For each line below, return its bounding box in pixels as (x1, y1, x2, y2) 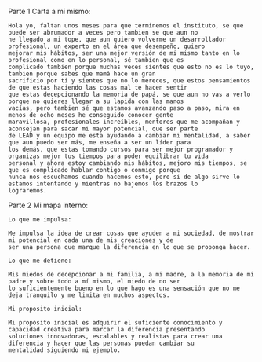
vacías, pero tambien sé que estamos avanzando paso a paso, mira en (8, 104, 241, 112)
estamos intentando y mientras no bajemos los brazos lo (8, 180, 198, 188)
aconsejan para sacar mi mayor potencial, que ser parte (8, 125, 198, 133)
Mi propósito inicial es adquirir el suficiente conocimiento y (8, 319, 223, 327)
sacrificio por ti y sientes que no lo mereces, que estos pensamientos (8, 77, 251, 85)
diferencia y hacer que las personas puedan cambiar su (8, 339, 195, 347)
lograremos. (8, 187, 47, 195)
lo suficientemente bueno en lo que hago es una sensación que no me (8, 284, 241, 292)
